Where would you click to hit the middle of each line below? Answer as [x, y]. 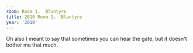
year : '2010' [22, 22]
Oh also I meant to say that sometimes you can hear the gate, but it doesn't [96, 39]
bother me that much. [32, 45]
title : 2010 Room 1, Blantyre [44, 17]
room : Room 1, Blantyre [36, 11]
